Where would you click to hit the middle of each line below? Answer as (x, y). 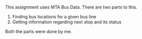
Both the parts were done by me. (39, 31)
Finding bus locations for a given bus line (54, 17)
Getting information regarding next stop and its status (67, 22)
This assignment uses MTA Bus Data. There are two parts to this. (71, 7)
